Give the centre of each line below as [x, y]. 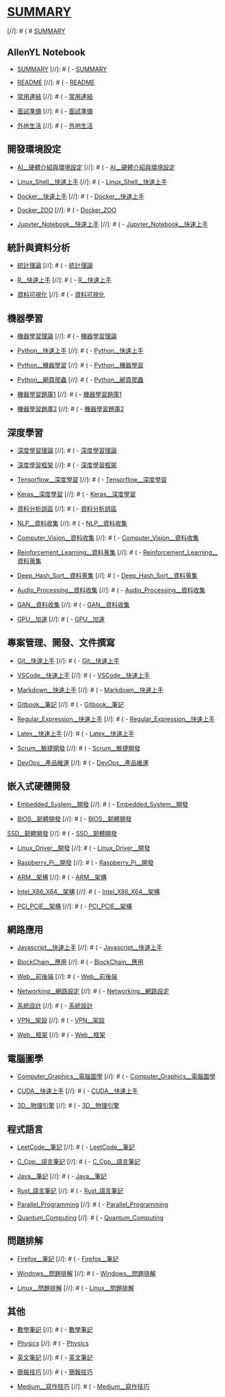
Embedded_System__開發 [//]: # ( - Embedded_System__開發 [103, 804]
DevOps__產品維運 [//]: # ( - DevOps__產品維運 [83, 762]
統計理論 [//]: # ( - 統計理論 [55, 265]
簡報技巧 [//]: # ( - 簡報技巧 [55, 1372]
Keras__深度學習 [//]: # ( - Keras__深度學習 [76, 494]
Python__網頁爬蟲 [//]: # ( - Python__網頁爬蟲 [80, 380]
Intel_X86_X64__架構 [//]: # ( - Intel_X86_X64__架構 [88, 891]
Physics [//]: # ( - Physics [53, 1343]
